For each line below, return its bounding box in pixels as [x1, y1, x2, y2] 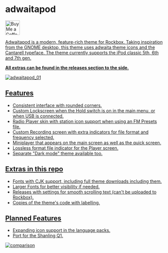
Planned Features [5, 214, 62, 222]
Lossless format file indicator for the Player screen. [12, 145, 119, 151]
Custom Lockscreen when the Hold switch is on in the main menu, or [12, 107, 155, 113]
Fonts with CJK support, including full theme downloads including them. [12, 178, 162, 184]
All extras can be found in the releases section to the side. [5, 64, 129, 71]
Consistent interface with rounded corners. [12, 102, 102, 108]
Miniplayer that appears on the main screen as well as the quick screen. [12, 140, 161, 146]
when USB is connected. [12, 113, 64, 119]
